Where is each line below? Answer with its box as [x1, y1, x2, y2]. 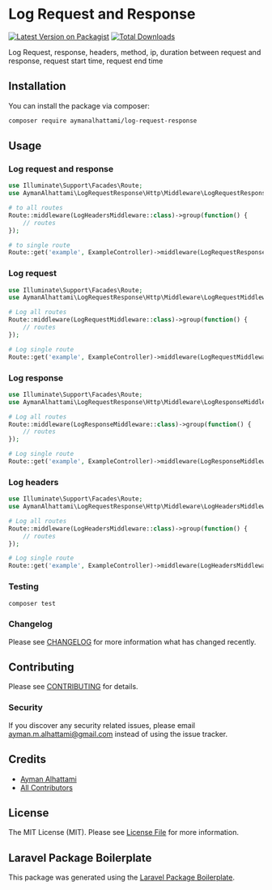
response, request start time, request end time [8, 56, 164, 66]
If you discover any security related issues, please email [8, 720, 196, 730]
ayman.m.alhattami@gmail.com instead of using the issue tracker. [8, 729, 228, 739]
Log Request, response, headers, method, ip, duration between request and [8, 47, 261, 57]
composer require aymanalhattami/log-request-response [8, 117, 198, 125]
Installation [8, 79, 66, 93]
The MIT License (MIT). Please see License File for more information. [8, 828, 239, 837]
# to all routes [8, 204, 63, 212]
